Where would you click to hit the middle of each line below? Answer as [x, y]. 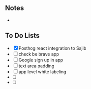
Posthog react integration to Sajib [52, 48]
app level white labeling [42, 72]
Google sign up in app [41, 60]
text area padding [36, 66]
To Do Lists [22, 36]
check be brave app [39, 54]
